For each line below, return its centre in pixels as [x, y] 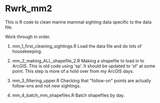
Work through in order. [28, 37]
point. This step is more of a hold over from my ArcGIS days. [73, 71]
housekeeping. [27, 51]
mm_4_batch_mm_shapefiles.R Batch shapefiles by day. [68, 95]
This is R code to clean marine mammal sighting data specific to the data [78, 22]
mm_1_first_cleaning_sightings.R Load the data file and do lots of [77, 46]
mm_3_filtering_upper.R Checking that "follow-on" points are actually [81, 81]
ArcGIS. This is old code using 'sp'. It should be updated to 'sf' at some [84, 66]
